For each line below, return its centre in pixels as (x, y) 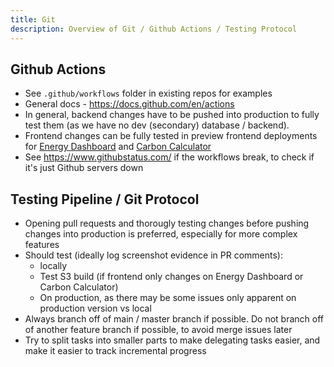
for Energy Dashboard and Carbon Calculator (118, 147)
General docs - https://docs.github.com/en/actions (129, 104)
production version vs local (95, 308)
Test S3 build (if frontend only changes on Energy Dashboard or (171, 277)
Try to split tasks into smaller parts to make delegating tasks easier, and (172, 340)
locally (53, 266)
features (42, 245)
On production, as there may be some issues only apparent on (168, 298)
